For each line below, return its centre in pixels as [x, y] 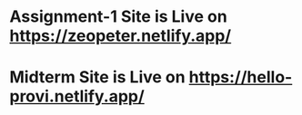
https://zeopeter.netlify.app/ [121, 36]
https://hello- [241, 77]
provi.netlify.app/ [77, 96]
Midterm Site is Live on [97, 77]
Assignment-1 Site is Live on [118, 17]
